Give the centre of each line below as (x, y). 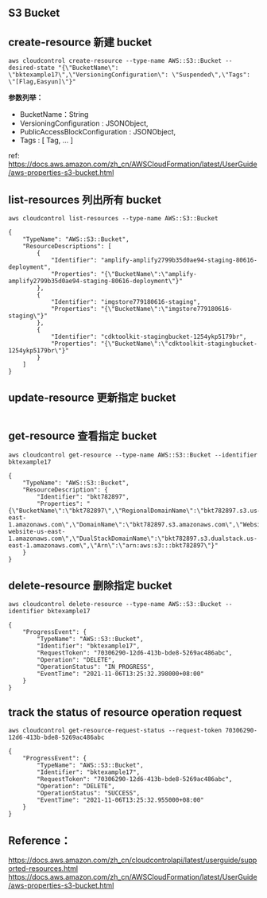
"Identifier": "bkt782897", (83, 496)
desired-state (32, 68)
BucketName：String (54, 115)
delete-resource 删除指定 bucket (90, 586)
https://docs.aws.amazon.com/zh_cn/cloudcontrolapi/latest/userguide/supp (133, 860)
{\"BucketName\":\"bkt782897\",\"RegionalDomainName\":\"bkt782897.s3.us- (135, 511)
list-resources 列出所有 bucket (85, 199)
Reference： (40, 840)
